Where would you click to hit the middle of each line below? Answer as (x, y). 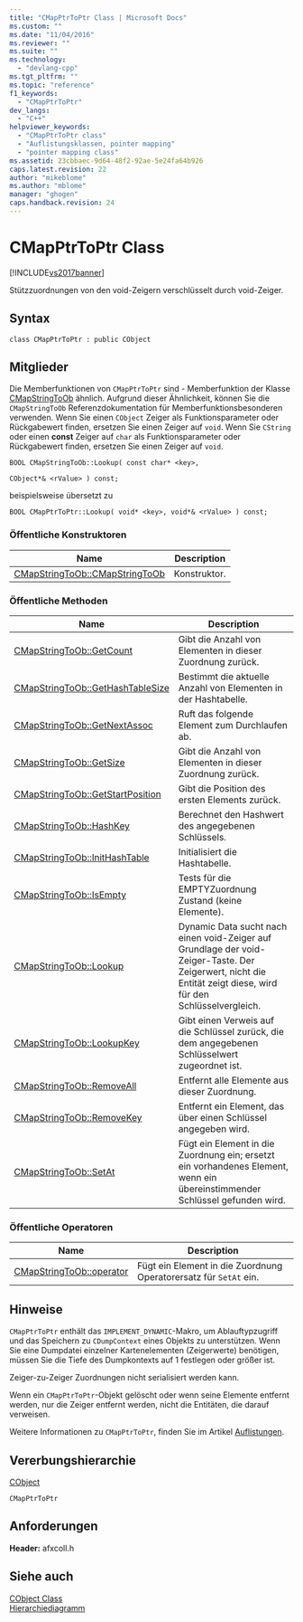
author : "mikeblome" (48, 177)
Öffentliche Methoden (59, 601)
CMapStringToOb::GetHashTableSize (92, 688)
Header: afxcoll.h (42, 1548)
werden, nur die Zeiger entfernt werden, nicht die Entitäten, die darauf (139, 1405)
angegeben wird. (214, 1129)
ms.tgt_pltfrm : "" (44, 77)
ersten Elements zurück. (230, 800)
